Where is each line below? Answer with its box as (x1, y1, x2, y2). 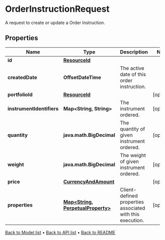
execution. (120, 217, 144, 224)
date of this (120, 71, 146, 78)
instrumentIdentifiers (7, 105, 59, 112)
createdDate (7, 74, 37, 80)
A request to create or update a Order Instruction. (5, 20, 106, 26)
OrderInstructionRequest (5, 3, 110, 15)
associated (120, 205, 145, 212)
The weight (120, 152, 146, 159)
